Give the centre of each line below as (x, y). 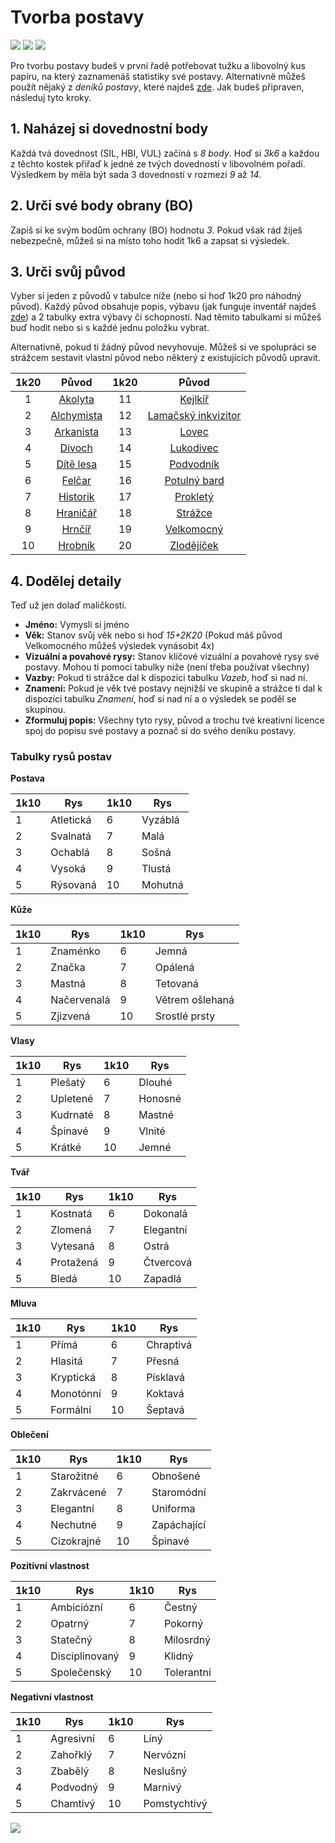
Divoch (76, 448)
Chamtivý (73, 1804)
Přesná (163, 1361)
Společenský (81, 1673)
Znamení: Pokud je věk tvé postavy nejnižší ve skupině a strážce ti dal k (173, 688)
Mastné (156, 1115)
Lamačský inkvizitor (194, 416)
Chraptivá (169, 1345)
